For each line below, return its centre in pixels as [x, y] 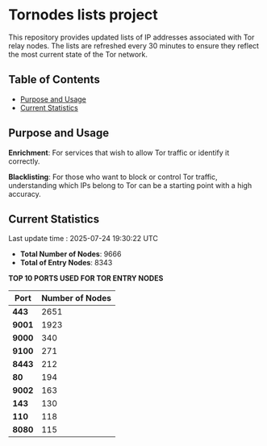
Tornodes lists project [83, 15]
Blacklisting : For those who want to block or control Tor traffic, [113, 177]
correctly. [24, 161]
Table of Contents [54, 79]
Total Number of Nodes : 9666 [71, 254]
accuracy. [25, 194]
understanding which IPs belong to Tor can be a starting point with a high [130, 185]
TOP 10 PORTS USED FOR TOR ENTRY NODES [86, 278]
